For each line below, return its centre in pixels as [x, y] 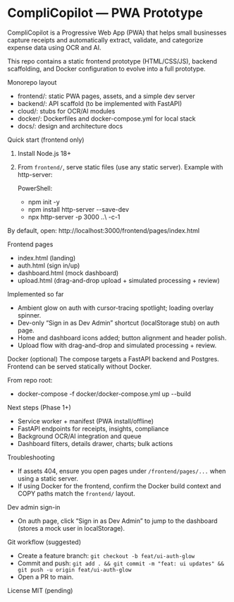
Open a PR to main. [45, 577]
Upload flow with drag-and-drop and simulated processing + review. [117, 345]
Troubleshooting [31, 457]
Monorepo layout [32, 82]
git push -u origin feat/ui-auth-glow [74, 570]
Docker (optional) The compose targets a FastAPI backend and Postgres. [113, 359]
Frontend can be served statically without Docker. [80, 366]
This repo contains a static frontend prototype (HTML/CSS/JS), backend [112, 61]
